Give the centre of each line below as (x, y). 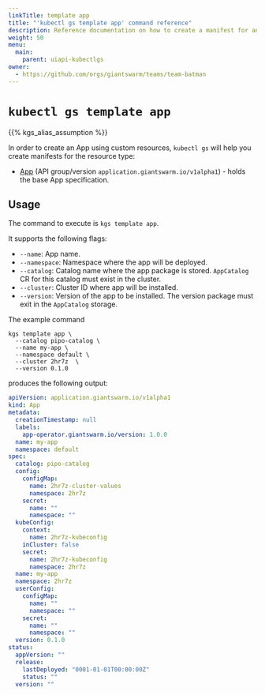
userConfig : (35, 589)
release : (30, 662)
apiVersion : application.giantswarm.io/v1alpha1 (90, 398)
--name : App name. (50, 254)
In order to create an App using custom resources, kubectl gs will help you (130, 148)
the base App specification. (64, 179)
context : (37, 530)
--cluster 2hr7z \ (47, 362)
